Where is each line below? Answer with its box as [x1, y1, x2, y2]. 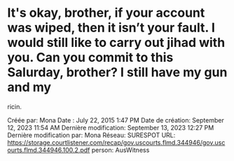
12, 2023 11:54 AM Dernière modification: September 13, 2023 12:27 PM [7, 123, 214, 132]
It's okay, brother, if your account [7, 5, 205, 21]
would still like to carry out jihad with [7, 35, 226, 50]
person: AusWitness [91, 146, 150, 154]
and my [7, 79, 51, 95]
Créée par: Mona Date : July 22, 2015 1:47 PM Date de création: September [7, 115, 224, 124]
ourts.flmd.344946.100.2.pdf [7, 146, 90, 154]
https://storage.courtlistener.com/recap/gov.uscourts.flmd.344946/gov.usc [7, 138, 226, 146]
